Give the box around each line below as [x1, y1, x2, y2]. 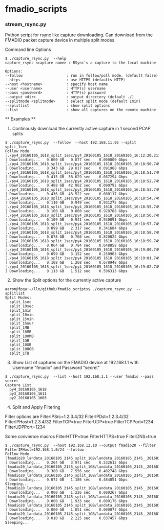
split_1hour [9, 321, 34, 326]
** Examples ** [5, 116, 36, 122]
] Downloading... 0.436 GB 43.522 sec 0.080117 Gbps [5, 192, 128, 197]
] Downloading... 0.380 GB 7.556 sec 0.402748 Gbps [5, 469, 128, 474]
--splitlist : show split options [5, 103, 110, 108]
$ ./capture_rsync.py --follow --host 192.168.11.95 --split [5, 140, 137, 145]
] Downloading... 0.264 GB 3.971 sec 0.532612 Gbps [5, 460, 128, 465]
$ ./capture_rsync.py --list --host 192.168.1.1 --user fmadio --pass [5, 374, 154, 379]
